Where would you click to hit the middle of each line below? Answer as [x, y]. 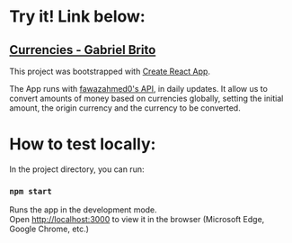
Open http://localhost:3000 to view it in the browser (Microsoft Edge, [137, 220]
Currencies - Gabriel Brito [83, 50]
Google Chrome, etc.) [49, 229]
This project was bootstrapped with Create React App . [110, 71]
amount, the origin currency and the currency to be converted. [125, 108]
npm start [31, 191]
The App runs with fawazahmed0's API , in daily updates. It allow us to [138, 89]
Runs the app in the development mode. [83, 210]
